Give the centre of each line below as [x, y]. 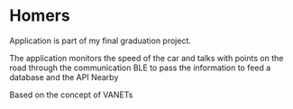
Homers [40, 16]
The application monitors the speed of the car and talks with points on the [146, 58]
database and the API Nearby [64, 77]
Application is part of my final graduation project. [101, 41]
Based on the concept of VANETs [71, 95]
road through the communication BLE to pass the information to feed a [140, 68]
